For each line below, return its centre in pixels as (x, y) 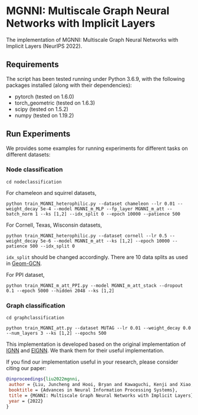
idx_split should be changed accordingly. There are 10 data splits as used (97, 257)
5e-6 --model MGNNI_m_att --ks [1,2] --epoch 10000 (105, 241)
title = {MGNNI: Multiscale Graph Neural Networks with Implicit (90, 396)
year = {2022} (26, 401)
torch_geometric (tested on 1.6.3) (55, 103)
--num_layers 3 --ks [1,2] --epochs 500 (57, 334)
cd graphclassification (35, 318)
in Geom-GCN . (24, 263)
